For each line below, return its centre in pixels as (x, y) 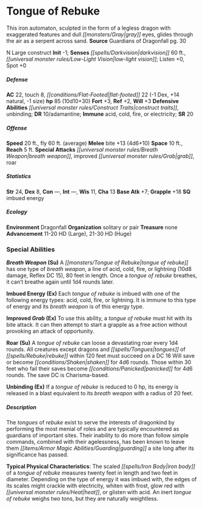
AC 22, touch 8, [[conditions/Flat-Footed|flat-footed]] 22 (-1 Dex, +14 (93, 95)
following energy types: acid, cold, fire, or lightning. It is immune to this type (101, 300)
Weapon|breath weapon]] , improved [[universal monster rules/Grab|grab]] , (100, 156)
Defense (17, 79)
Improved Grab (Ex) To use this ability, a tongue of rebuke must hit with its (99, 318)
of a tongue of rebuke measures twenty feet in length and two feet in (92, 473)
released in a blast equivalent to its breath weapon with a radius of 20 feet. (100, 393)
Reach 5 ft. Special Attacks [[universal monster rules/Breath (82, 149)
